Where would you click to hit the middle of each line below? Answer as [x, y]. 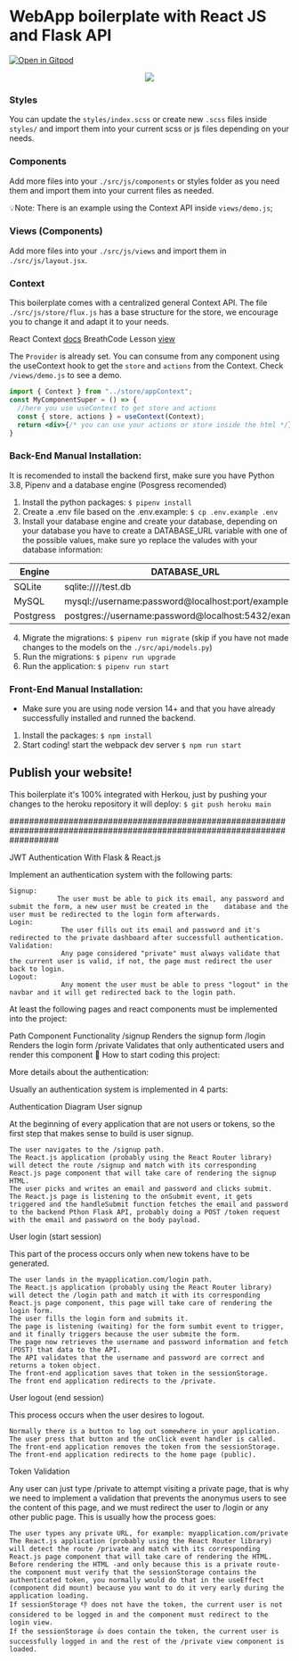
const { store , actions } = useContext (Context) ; [111, 417]
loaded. [24, 1649]
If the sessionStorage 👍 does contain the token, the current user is [144, 1631]
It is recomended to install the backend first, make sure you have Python [142, 475]
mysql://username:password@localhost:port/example [177, 601]
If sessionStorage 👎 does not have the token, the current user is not [146, 1604]
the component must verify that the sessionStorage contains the [133, 1572]
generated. [29, 1263]
